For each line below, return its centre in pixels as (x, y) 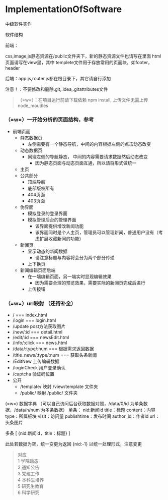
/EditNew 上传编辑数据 (36, 361)
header (13, 68)
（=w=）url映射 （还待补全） (41, 304)
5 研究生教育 (31, 486)
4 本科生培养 (31, 480)
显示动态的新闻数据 (48, 251)
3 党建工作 (28, 473)
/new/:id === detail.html (37, 332)
